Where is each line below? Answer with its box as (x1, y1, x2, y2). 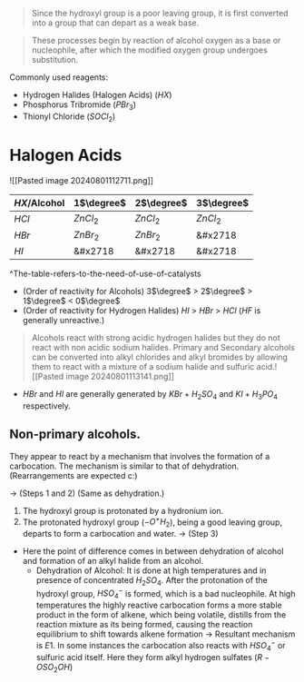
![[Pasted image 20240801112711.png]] (9, 174, 154, 185)
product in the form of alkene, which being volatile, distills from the (35, 609, 287, 620)
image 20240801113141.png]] (65, 371, 175, 381)
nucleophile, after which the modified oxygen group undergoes (31, 44, 268, 55)
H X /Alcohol (14, 196, 65, 209)
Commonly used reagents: (9, 72, 109, 83)
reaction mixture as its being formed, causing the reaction (35, 619, 253, 630)
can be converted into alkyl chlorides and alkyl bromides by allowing (31, 351, 289, 362)
